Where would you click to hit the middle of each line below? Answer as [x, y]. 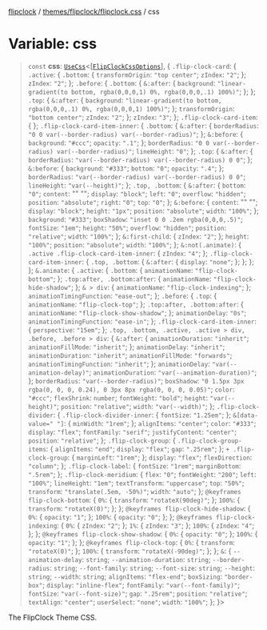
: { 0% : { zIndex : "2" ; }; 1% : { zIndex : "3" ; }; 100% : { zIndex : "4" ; [156, 525]
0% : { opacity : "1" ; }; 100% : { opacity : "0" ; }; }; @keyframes [120, 516]
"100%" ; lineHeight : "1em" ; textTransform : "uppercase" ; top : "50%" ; [136, 483]
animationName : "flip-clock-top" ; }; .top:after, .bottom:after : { [135, 304]
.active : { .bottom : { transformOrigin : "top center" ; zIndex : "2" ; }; [137, 74]
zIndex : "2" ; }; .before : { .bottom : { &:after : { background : [122, 82]
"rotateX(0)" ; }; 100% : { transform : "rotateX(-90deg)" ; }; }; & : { [130, 551]
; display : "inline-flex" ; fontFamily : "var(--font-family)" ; [141, 584]
